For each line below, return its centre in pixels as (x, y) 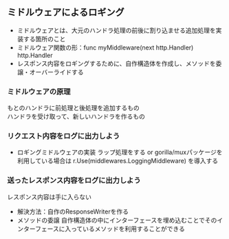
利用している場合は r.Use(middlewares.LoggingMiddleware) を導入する (118, 161)
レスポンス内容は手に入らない (49, 197)
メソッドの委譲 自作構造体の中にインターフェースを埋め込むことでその (117, 220)
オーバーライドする (56, 72)
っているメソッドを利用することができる (128, 229)
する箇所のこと (44, 39)
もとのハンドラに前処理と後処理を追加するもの (73, 108)
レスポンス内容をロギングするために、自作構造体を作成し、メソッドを (117, 63)
